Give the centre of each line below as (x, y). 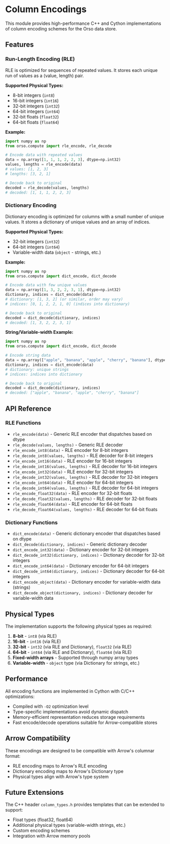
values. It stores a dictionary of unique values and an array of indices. (78, 222)
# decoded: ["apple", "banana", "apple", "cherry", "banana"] (72, 393)
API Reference (28, 409)
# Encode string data (28, 356)
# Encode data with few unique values (46, 285)
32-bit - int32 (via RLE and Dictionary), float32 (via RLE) (72, 646)
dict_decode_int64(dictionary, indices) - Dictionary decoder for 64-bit (89, 571)
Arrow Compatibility (38, 738)
